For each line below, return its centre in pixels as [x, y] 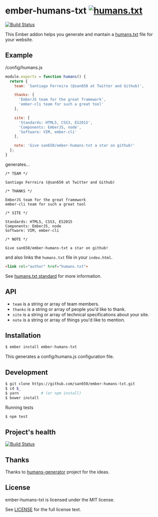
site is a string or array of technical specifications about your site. [81, 314]
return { [19, 81]
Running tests [19, 407]
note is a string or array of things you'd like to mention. [69, 320]
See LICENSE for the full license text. [43, 509]
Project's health [30, 432]
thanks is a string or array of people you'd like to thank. [69, 309]
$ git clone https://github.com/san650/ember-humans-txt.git [70, 384]
